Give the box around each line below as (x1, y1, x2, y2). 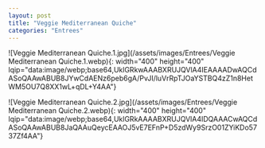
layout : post (8, 11, 52, 20)
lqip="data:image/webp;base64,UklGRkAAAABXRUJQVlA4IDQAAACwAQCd (8, 115, 258, 124)
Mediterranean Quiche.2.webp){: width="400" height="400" (8, 106, 207, 115)
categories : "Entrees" (8, 26, 84, 34)
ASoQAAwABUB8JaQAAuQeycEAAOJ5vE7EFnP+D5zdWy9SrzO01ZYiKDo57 (8, 123, 257, 132)
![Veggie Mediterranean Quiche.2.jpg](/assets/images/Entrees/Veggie (8, 97, 238, 107)
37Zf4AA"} (8, 131, 44, 141)
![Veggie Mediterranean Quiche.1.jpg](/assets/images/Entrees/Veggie (8, 49, 236, 58)
